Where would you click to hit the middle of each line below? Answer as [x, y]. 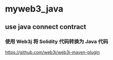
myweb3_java [34, 9]
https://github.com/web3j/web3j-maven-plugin [53, 52]
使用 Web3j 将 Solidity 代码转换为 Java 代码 [57, 41]
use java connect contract [46, 27]
